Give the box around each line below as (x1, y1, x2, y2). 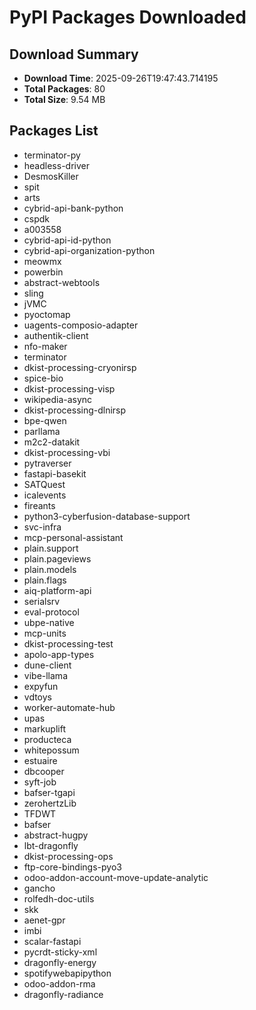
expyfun (23, 680, 59, 692)
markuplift (23, 722, 67, 735)
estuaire (23, 754, 58, 766)
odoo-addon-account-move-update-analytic (23, 871, 209, 883)
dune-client (23, 659, 72, 671)
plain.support (23, 542, 79, 554)
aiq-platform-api (23, 584, 92, 596)
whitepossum (23, 744, 80, 756)
